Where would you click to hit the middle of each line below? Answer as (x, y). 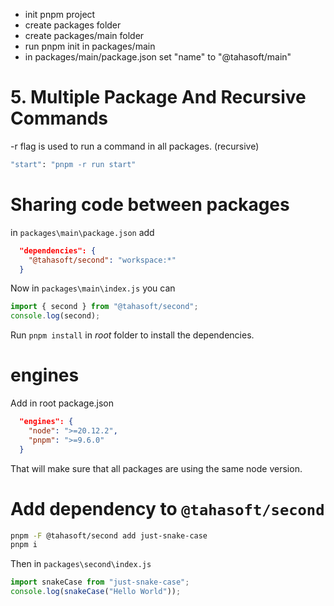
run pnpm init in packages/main (90, 46)
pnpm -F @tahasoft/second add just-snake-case (109, 535)
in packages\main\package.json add (82, 232)
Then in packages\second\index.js (81, 564)
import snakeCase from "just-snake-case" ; (100, 582)
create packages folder (73, 25)
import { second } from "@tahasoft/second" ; (104, 307)
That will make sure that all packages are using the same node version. (156, 468)
